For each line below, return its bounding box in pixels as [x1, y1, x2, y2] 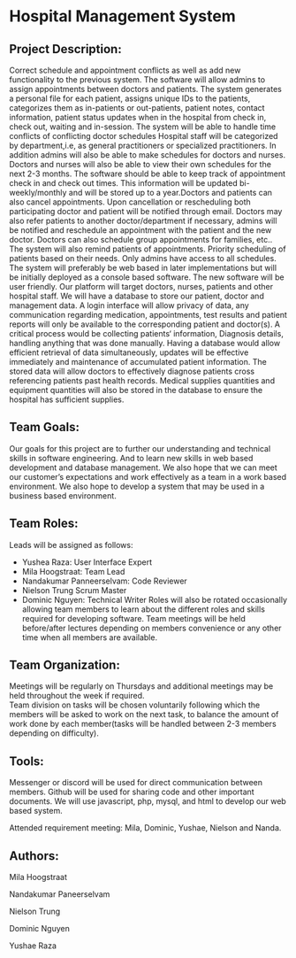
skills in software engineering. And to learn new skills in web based [9, 452, 254, 463]
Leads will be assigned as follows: [9, 539, 133, 550]
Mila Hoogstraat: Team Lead [21, 566, 125, 576]
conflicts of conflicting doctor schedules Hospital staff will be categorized [9, 131, 278, 141]
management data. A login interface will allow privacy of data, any [9, 300, 249, 311]
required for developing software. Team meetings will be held [21, 613, 246, 623]
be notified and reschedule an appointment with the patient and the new [9, 225, 272, 236]
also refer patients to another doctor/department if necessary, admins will [9, 215, 277, 226]
